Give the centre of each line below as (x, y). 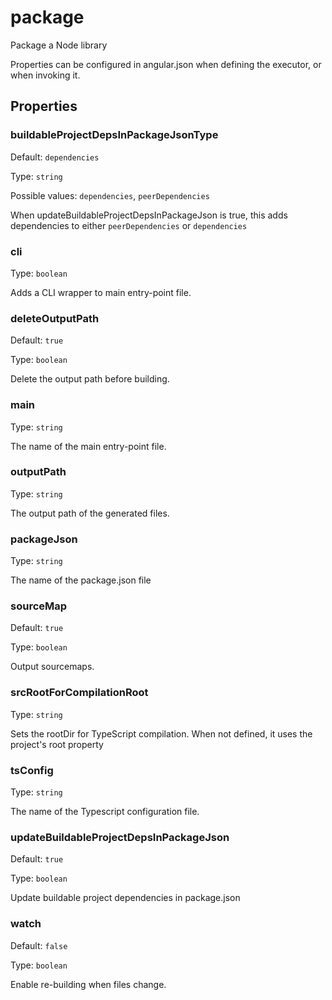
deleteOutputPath (55, 318)
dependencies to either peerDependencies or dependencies (129, 225)
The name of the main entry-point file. (88, 446)
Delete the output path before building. (90, 379)
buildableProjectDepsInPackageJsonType (114, 135)
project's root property (57, 744)
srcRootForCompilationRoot (79, 693)
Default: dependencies (55, 157)
